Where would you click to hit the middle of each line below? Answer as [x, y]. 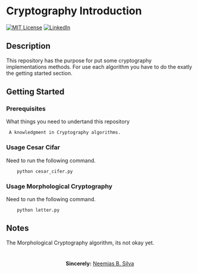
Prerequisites [26, 109]
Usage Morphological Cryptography [59, 186]
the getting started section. [39, 73]
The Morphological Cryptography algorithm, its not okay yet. [80, 243]
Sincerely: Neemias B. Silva [100, 263]
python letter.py [38, 210]
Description [28, 46]
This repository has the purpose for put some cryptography [79, 60]
